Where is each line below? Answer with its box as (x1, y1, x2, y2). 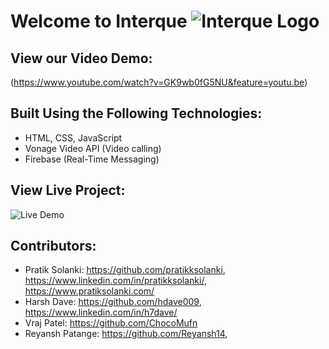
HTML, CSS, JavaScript (24, 131, 123, 144)
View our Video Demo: (10, 50, 153, 67)
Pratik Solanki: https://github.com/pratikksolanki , (24, 264, 226, 276)
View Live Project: (10, 182, 126, 199)
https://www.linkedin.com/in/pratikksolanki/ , (24, 275, 207, 287)
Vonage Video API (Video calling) (24, 142, 162, 154)
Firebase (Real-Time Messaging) (24, 153, 160, 165)
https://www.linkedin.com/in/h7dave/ (24, 306, 178, 319)
